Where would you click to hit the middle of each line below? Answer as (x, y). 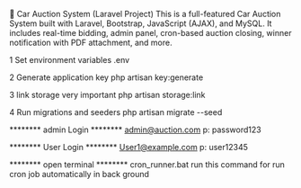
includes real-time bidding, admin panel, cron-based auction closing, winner (150, 33)
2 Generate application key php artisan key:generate (106, 77)
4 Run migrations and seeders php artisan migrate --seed (116, 112)
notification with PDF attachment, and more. (91, 42)
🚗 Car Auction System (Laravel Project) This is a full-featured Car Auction (145, 14)
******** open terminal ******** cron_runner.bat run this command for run (147, 165)
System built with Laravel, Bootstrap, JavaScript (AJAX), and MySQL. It (141, 23)
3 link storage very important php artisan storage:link (107, 95)
